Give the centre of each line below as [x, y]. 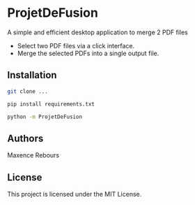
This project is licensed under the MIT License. [75, 194]
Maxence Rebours [33, 155]
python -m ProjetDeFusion [45, 117]
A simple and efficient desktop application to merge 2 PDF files [97, 32]
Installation [32, 75]
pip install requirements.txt [51, 104]
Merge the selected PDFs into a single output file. [88, 53]
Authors [25, 138]
